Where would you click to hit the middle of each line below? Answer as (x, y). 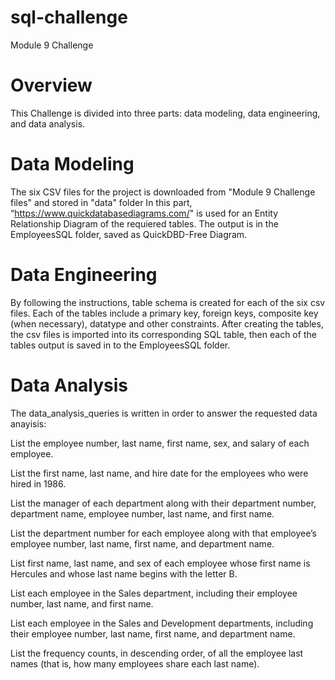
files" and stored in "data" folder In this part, (101, 202)
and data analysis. (48, 123)
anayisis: (28, 423)
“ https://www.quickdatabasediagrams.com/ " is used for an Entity (144, 213)
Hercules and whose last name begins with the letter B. (124, 573)
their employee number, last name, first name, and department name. (153, 633)
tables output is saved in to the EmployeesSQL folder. (120, 345)
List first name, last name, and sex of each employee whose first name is (160, 563)
